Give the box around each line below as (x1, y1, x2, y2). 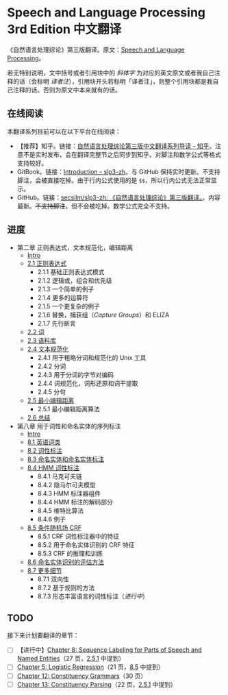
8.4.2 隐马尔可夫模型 (37, 480, 96, 489)
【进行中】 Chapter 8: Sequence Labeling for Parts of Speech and (16, 646, 202, 654)
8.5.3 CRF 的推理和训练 (37, 549, 103, 557)
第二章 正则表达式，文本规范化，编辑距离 (16, 243, 134, 252)
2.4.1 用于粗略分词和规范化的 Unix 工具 (37, 353, 147, 361)
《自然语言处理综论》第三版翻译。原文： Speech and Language (7, 45, 185, 53)
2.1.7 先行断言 (37, 319, 77, 327)
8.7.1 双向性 (37, 574, 70, 583)
